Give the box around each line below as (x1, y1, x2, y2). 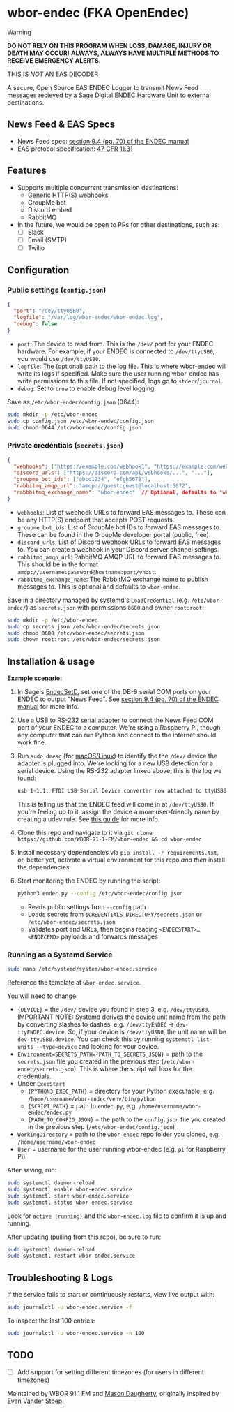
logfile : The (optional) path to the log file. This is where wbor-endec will (17, 362, 227, 370)
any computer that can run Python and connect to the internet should (17, 731, 217, 740)
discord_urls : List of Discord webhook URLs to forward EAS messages (17, 538, 221, 546)
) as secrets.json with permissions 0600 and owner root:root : (25, 603, 204, 612)
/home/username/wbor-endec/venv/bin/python (27, 1096, 157, 1103)
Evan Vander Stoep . (7, 1397, 64, 1405)
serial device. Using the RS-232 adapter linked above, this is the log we (17, 767, 222, 775)
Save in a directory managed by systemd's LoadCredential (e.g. (7, 596, 190, 604)
